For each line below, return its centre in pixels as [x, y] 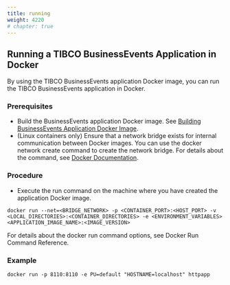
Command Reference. [38, 242]
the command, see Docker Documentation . [78, 158]
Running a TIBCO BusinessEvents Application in [112, 54]
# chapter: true [30, 26]
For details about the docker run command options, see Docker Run [103, 235]
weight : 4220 [26, 20]
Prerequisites [30, 106]
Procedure [25, 176]
